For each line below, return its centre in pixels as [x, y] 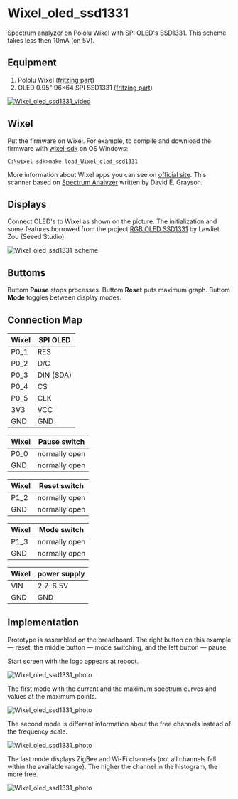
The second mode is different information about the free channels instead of [119, 724]
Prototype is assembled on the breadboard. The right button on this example [119, 640]
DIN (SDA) [55, 375]
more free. [23, 774]
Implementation [43, 623]
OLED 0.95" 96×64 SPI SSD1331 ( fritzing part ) [85, 88]
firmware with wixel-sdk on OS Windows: [68, 148]
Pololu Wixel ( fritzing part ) [56, 80]
